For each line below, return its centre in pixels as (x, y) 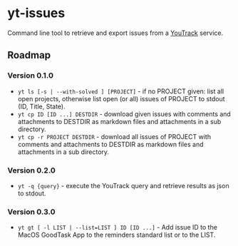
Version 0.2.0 (31, 170)
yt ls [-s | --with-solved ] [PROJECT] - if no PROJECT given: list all (121, 91)
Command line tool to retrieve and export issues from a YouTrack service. (115, 33)
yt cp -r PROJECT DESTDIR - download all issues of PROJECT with (114, 136)
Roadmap (29, 55)
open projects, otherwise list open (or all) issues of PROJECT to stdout (121, 98)
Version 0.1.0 (30, 76)
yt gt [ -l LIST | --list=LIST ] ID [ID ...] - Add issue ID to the (117, 227)
